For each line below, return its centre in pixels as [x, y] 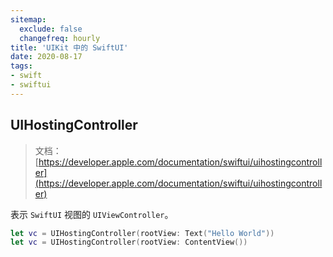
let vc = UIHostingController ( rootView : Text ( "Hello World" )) [142, 233]
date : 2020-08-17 [46, 57]
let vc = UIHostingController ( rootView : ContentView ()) [129, 242]
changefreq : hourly [60, 38]
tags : [21, 66]
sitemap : [28, 19]
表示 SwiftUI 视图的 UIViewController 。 [92, 214]
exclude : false [51, 29]
